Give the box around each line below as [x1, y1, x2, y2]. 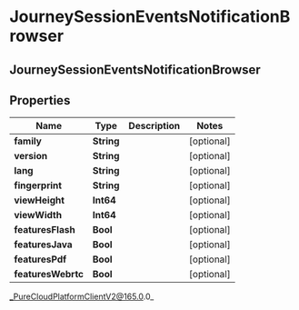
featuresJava [14, 238, 73, 251]
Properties [9, 93, 71, 108]
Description [128, 120, 181, 133]
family [14, 135, 43, 147]
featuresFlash [14, 224, 75, 236]
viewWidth [14, 209, 62, 222]
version [14, 150, 48, 163]
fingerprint [14, 179, 62, 192]
